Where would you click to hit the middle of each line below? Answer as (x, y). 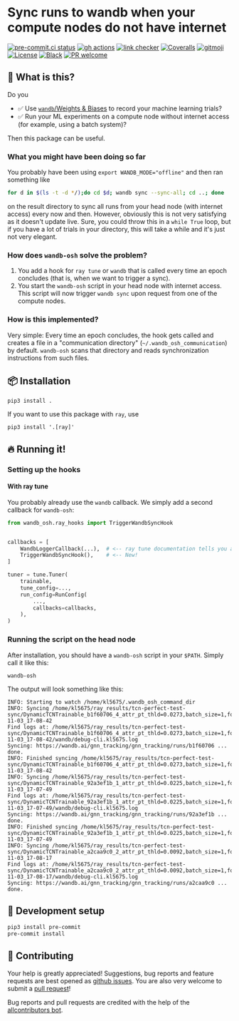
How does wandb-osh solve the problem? (78, 255)
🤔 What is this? (41, 77)
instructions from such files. (48, 358)
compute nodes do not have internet (117, 27)
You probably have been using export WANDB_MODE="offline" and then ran (115, 173)
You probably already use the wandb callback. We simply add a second (110, 502)
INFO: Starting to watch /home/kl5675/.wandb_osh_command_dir (101, 702)
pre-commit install (36, 934)
